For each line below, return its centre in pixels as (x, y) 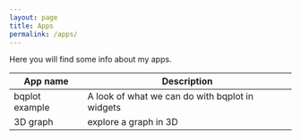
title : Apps (31, 26)
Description (187, 81)
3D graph (34, 122)
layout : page (34, 17)
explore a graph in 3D (133, 122)
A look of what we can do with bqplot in (170, 96)
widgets (104, 108)
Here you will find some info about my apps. (90, 60)
